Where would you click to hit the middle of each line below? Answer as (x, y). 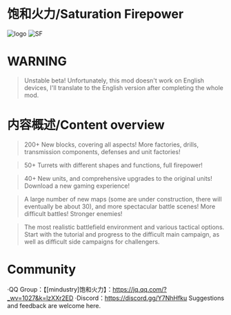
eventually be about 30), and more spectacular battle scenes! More (120, 206)
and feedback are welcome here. (54, 305)
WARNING (37, 62)
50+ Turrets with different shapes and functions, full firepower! (113, 165)
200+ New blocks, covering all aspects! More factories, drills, (111, 144)
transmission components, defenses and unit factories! (102, 151)
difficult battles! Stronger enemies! (73, 213)
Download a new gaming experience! (77, 186)
